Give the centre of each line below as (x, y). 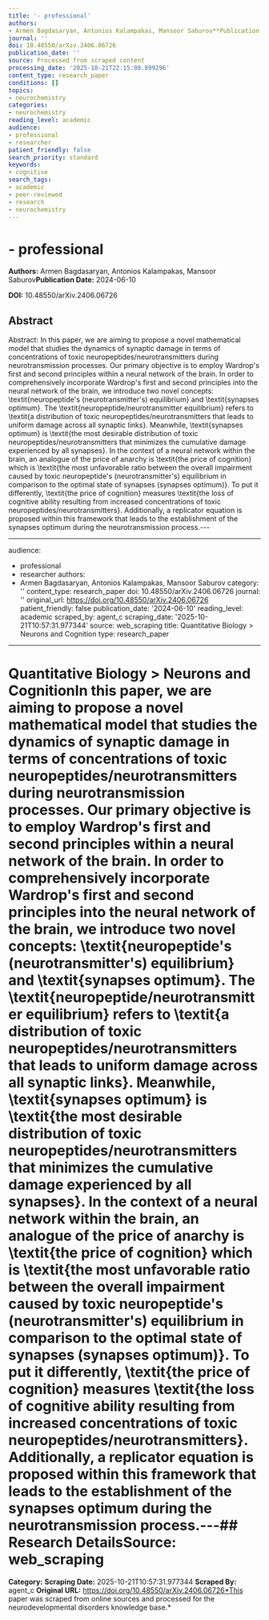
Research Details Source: (92, 1543)
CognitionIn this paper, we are (110, 691)
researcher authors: (52, 575)
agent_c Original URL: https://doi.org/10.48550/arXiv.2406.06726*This (126, 1590)
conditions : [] (34, 83)
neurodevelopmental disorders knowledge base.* (90, 1607)
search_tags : (30, 180)
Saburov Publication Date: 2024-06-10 (72, 280)
